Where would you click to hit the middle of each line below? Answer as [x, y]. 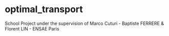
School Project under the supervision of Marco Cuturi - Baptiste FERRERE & [84, 23]
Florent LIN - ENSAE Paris [32, 28]
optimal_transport [44, 9]
